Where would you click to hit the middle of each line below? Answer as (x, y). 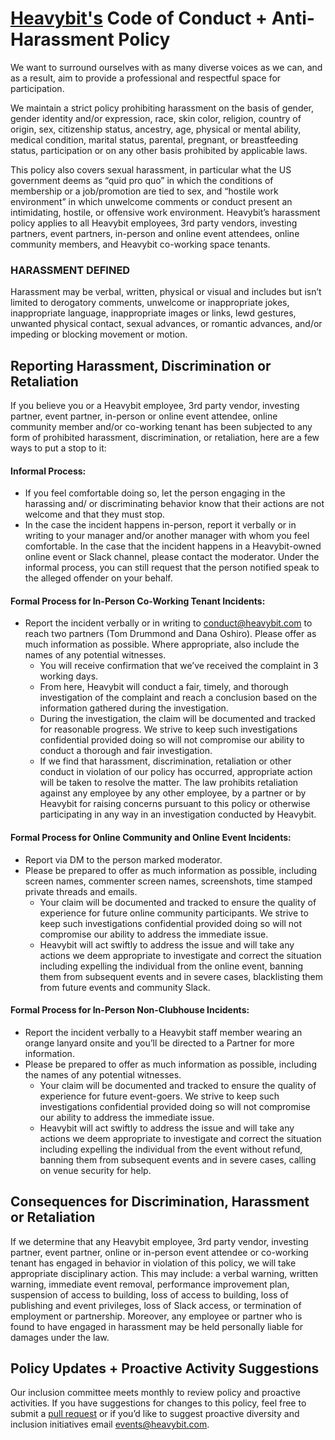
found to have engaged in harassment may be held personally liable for (157, 1326)
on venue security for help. (95, 1170)
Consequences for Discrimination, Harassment (160, 1202)
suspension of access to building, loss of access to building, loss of (149, 1294)
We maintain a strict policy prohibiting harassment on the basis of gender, (162, 108)
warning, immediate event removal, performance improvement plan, (150, 1284)
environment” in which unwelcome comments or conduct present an (151, 201)
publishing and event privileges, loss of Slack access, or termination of (156, 1305)
